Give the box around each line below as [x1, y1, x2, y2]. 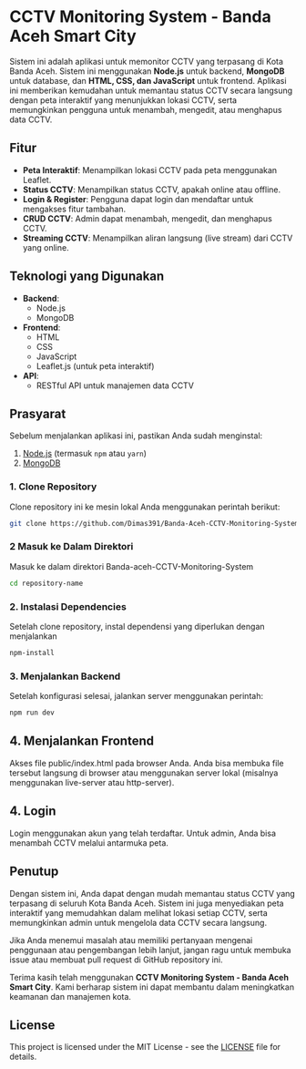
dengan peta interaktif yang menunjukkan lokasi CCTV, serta [9, 94, 238, 106]
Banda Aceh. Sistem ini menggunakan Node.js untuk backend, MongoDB [9, 66, 285, 77]
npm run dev [9, 708, 55, 717]
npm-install [9, 649, 55, 658]
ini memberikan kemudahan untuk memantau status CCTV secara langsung [9, 85, 293, 96]
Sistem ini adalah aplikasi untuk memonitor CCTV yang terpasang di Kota [9, 56, 284, 67]
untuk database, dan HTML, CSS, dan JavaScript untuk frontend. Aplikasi [9, 75, 287, 86]
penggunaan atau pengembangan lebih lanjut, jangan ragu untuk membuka [9, 944, 291, 955]
